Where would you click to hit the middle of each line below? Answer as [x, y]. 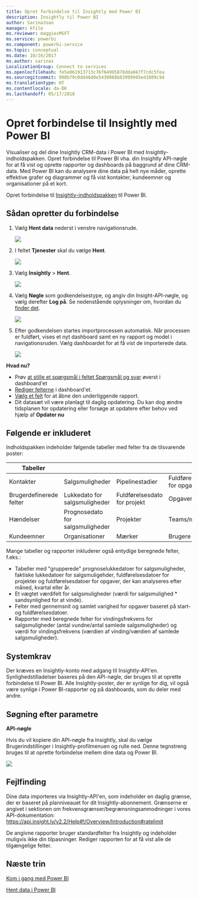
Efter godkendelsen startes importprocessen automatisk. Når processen [102, 330]
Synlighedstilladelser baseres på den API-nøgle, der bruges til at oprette [94, 677]
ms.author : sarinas [30, 61]
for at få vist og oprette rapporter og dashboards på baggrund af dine [90, 165]
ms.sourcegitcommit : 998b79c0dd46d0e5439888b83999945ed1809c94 [85, 77]
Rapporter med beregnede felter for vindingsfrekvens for [84, 619]
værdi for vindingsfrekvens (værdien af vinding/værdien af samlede [97, 631]
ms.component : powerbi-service [44, 45]
